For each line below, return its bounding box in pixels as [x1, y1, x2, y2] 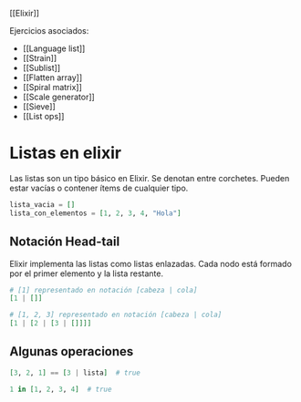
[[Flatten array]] [22, 72, 83, 83]
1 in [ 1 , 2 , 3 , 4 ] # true [9, 385, 112, 394]
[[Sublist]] [22, 63, 61, 73]
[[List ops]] [22, 111, 65, 121]
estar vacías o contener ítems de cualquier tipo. [9, 182, 189, 193]
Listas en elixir [9, 143, 121, 163]
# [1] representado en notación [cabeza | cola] [9, 285, 198, 294]
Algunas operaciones [9, 344, 134, 359]
